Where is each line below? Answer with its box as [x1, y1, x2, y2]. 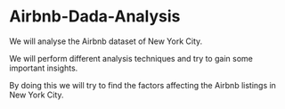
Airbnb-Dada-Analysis [9, 6, 181, 27]
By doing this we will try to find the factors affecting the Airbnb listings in [9, 80, 276, 90]
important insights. [9, 63, 78, 73]
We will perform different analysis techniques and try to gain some [9, 53, 254, 63]
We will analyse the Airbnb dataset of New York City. [9, 36, 203, 46]
